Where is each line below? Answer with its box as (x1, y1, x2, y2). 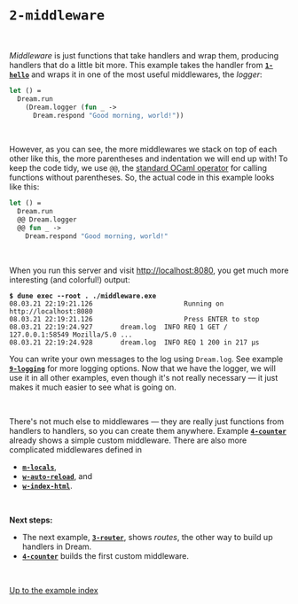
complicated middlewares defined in (9, 444, 142, 454)
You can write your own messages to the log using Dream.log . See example (9, 353, 284, 364)
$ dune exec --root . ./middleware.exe (9, 291, 157, 300)
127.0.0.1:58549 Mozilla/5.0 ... (9, 330, 133, 339)
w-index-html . (21, 480, 73, 491)
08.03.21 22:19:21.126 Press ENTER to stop (9, 314, 260, 323)
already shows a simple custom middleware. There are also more (9, 435, 247, 445)
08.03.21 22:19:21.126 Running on (9, 299, 224, 308)
